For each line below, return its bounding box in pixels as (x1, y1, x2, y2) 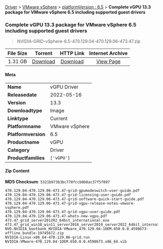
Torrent (34, 50, 52, 57)
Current (50, 115, 68, 122)
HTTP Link (60, 50, 85, 57)
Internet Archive (89, 50, 128, 57)
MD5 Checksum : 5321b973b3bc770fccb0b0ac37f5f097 (5, 179, 110, 184)
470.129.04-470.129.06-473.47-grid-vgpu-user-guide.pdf (5, 209, 120, 214)
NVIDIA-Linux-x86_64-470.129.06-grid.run (5, 235, 90, 240)
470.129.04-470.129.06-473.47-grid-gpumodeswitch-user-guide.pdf (5, 188, 140, 193)
